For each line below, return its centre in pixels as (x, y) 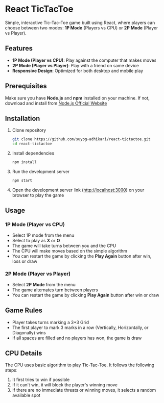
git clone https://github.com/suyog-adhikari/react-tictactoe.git (81, 139)
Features (19, 48)
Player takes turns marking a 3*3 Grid (50, 322)
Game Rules (24, 311)
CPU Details (24, 353)
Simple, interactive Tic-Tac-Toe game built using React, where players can (80, 23)
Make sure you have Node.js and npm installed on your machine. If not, (77, 98)
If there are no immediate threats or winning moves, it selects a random (84, 390)
